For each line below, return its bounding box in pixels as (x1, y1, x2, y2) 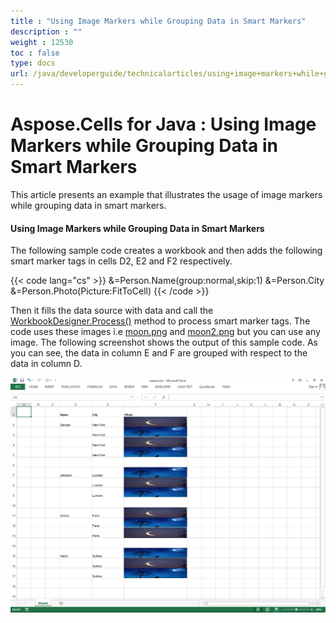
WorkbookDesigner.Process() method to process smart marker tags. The (10, 315, 311, 327)
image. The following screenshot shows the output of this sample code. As (10, 336, 318, 349)
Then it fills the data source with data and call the (10, 305, 214, 317)
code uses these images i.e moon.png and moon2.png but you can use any (10, 326, 321, 338)
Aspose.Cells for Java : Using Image (10, 113, 317, 136)
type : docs (10, 58, 56, 69)
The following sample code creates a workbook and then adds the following (10, 245, 323, 257)
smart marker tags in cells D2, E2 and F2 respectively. (10, 255, 233, 267)
